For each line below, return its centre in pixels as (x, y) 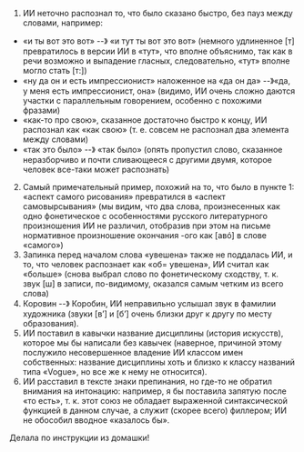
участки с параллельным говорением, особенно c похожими (142, 100)
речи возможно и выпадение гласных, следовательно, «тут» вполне (156, 61)
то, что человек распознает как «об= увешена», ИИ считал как (146, 264)
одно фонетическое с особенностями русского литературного (145, 216)
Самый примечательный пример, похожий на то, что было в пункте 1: (158, 187)
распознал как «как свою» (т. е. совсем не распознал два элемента (156, 130)
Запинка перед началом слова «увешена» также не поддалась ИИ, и (157, 255)
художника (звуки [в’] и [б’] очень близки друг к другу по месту (147, 314)
